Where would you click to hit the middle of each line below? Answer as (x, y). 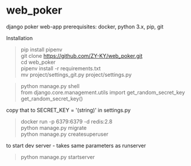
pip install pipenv (42, 49)
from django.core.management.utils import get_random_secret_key (103, 92)
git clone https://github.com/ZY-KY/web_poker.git (82, 56)
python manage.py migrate (54, 128)
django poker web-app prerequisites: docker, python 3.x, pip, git (85, 27)
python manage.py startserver (58, 157)
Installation (20, 38)
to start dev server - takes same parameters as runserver (76, 145)
